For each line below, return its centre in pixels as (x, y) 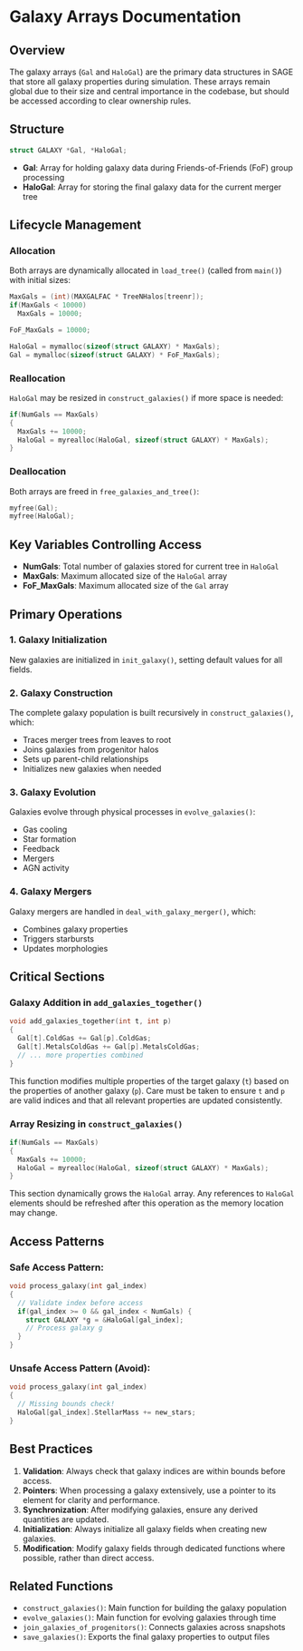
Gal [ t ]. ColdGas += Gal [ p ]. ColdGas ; (85, 1039)
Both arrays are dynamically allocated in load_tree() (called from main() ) (146, 270)
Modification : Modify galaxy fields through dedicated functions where (154, 1548)
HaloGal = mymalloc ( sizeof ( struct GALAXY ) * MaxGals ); (115, 347)
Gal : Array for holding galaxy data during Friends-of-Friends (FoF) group (158, 167)
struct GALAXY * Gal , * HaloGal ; (68, 150)
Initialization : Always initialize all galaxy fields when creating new (145, 1529)
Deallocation (38, 472)
